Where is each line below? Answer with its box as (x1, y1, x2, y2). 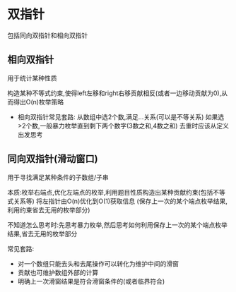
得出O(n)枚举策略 (13, 97, 64, 106)
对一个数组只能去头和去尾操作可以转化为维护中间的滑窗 (17, 259, 179, 268)
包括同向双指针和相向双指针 (7, 31, 88, 39)
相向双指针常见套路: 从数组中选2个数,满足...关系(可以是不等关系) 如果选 (17, 112, 225, 121)
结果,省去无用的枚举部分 (7, 229, 78, 238)
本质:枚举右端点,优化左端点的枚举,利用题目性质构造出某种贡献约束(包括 (7, 188, 213, 196)
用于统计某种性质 (7, 73, 57, 82)
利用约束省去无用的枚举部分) (7, 205, 90, 214)
